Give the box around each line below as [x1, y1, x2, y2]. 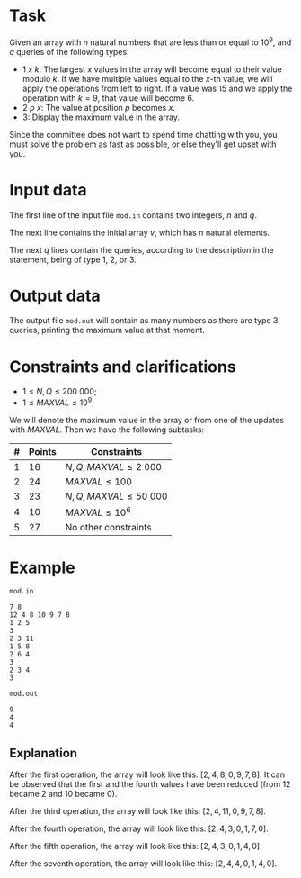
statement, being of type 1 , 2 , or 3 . [9, 254, 137, 265]
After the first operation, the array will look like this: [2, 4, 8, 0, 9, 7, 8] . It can [9, 769, 286, 780]
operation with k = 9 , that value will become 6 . [22, 92, 195, 104]
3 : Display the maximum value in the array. [22, 112, 181, 122]
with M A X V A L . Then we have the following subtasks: [9, 424, 205, 435]
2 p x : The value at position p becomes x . [22, 102, 176, 113]
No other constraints [65, 521, 153, 534]
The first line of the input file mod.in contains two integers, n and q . [9, 209, 258, 221]
